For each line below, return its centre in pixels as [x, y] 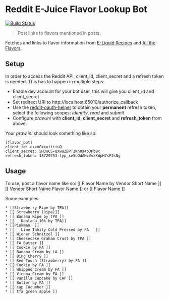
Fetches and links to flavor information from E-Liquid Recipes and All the [80, 43]
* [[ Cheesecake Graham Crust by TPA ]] [48, 238]
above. [20, 123]
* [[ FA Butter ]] [24, 243]
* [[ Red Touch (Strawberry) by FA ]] [46, 261]
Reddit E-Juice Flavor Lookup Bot [76, 9]
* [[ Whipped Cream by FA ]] [36, 269]
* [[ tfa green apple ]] [31, 291]
